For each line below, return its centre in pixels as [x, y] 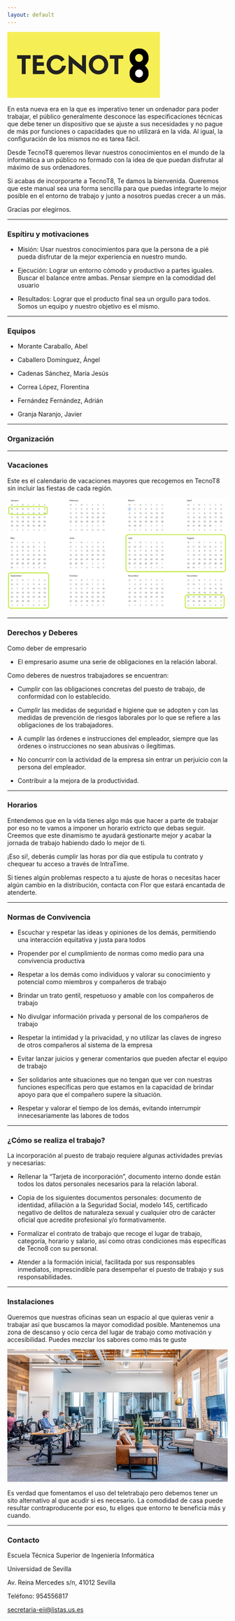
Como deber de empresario [47, 648]
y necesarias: [27, 1163]
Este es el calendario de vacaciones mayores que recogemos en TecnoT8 [114, 480]
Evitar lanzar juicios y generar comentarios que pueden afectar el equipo [122, 1058]
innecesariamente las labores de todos [73, 1116]
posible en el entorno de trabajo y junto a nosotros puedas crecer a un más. [116, 196]
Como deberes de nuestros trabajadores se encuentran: [88, 675]
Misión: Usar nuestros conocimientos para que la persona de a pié [113, 249]
